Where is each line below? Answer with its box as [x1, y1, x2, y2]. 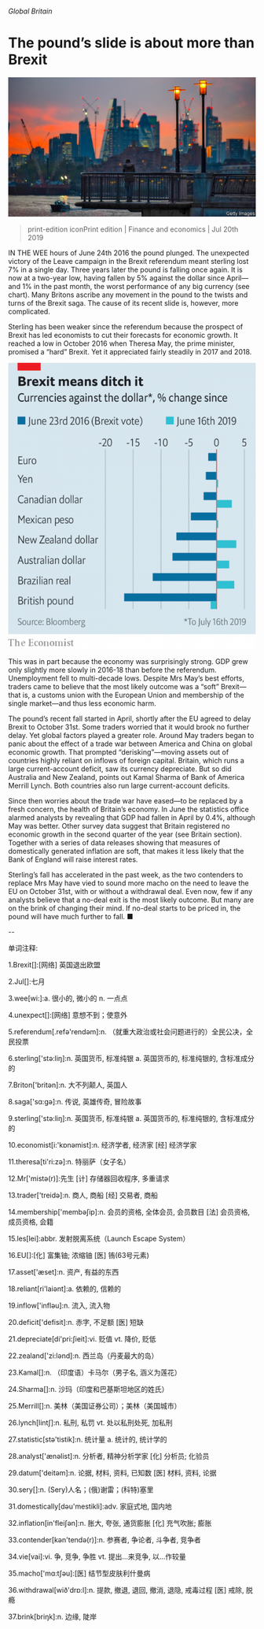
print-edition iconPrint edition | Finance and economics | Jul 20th [27, 224, 239, 234]
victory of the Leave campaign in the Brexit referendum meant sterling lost [8, 257, 249, 266]
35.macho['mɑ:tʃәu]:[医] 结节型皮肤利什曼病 [8, 1568, 151, 1579]
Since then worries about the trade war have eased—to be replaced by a [8, 796, 244, 806]
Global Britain [8, 6, 53, 16]
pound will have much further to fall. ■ [8, 912, 134, 922]
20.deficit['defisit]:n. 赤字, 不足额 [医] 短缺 [8, 1318, 144, 1327]
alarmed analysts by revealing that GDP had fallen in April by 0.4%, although [8, 813, 255, 822]
